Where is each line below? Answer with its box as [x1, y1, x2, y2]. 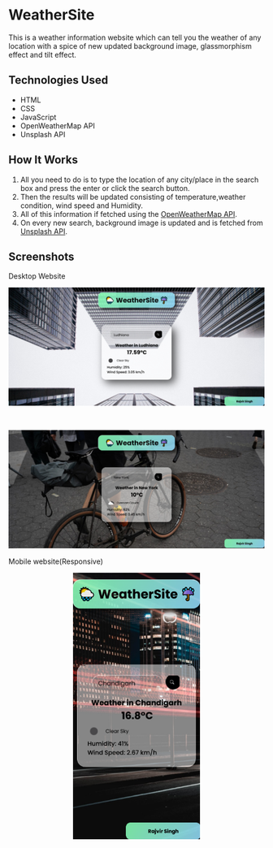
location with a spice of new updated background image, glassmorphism [8, 41, 252, 50]
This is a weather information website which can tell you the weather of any [8, 32, 262, 42]
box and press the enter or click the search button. [19, 183, 190, 193]
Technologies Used [8, 73, 108, 87]
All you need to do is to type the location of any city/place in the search [19, 175, 259, 184]
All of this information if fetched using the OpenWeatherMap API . [19, 209, 238, 218]
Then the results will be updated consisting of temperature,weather [19, 192, 246, 201]
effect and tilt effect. [8, 50, 77, 59]
